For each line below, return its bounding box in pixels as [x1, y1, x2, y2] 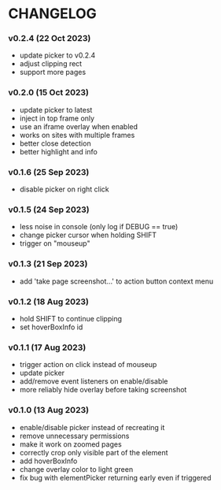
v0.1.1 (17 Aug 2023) [8, 342, 87, 353]
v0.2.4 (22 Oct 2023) [8, 33, 91, 44]
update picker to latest [19, 105, 93, 114]
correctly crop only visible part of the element [19, 447, 168, 457]
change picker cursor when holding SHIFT [19, 230, 157, 240]
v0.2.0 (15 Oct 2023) [8, 87, 89, 98]
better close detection [19, 139, 92, 148]
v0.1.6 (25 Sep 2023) [8, 166, 90, 177]
